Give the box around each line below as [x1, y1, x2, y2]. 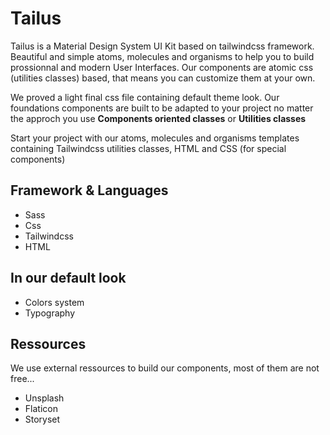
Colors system [24, 296, 85, 308]
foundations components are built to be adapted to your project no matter [10, 102, 314, 114]
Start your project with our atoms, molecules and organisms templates [10, 132, 300, 144]
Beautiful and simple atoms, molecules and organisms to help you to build [10, 50, 315, 62]
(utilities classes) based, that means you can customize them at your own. [10, 72, 316, 84]
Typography [24, 307, 76, 319]
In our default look [10, 270, 127, 287]
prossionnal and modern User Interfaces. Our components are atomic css [10, 61, 314, 73]
